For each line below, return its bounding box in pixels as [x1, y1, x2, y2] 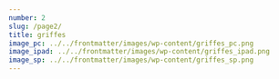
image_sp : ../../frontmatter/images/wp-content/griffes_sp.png [8, 55, 254, 64]
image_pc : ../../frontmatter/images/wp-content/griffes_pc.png [8, 38, 254, 48]
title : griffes [8, 30, 67, 39]
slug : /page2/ [8, 22, 63, 31]
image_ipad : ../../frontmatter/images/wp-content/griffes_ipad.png [8, 47, 271, 56]
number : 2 [8, 13, 46, 23]
